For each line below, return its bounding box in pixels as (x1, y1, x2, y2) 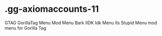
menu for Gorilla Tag (4, 25, 46, 31)
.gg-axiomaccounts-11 (4, 3, 99, 15)
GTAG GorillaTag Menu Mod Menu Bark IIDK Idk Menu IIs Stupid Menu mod (4, 20, 158, 26)
